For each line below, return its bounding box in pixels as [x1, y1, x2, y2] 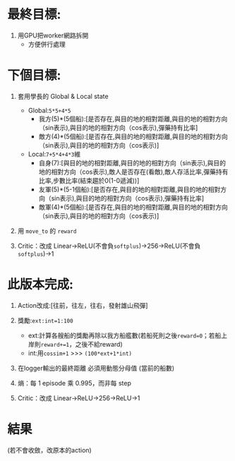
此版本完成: [7, 277, 74, 293]
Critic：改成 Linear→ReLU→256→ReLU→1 [17, 393, 140, 402]
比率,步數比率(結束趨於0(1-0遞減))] [38, 176, 140, 184]
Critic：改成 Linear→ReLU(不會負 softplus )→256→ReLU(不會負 [17, 241, 201, 250]
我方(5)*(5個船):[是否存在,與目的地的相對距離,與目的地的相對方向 [38, 114, 228, 123]
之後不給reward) [75, 340, 123, 348]
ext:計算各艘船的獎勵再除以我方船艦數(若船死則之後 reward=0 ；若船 [28, 331, 222, 340]
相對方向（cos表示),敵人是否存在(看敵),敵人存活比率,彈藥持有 [51, 167, 229, 176]
